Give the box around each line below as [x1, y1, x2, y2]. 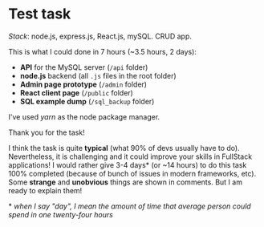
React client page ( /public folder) [19, 87, 134, 97]
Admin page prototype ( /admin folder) [19, 79, 147, 89]
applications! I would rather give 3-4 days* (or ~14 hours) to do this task [8, 160, 247, 169]
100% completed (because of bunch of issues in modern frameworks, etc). [8, 168, 257, 178]
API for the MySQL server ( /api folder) [19, 62, 148, 72]
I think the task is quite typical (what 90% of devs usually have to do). [8, 143, 240, 152]
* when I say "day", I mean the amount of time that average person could [8, 201, 251, 211]
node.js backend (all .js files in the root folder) [19, 71, 177, 80]
